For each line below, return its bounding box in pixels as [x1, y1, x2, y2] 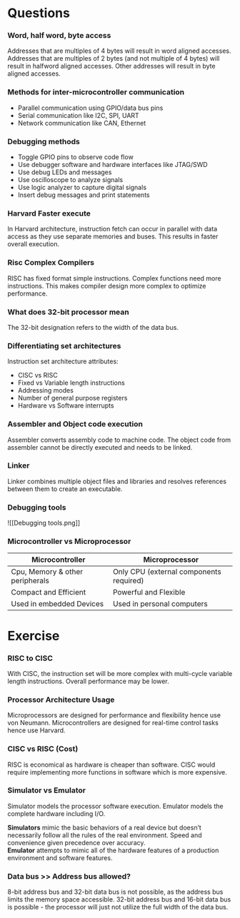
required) [113, 576, 144, 586]
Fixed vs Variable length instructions [17, 378, 125, 387]
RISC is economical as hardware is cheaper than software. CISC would [7, 760, 216, 769]
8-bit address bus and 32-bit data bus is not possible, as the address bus [7, 887, 224, 897]
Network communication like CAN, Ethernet [17, 118, 146, 127]
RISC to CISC [7, 653, 54, 663]
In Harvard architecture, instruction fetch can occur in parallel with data [7, 225, 218, 233]
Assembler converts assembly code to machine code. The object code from [7, 435, 231, 444]
